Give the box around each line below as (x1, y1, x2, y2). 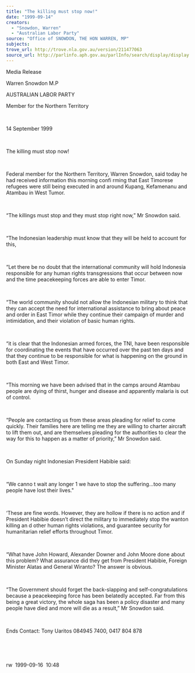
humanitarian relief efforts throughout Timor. (6, 528, 113, 535)
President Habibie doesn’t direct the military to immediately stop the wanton (6, 515, 189, 522)
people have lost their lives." (6, 487, 74, 494)
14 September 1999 (6, 125, 53, 132)
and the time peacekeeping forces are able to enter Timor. (6, 276, 146, 283)
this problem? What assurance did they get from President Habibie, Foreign (6, 557, 187, 564)
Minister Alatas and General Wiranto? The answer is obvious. (6, 563, 153, 570)
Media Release (6, 68, 42, 75)
